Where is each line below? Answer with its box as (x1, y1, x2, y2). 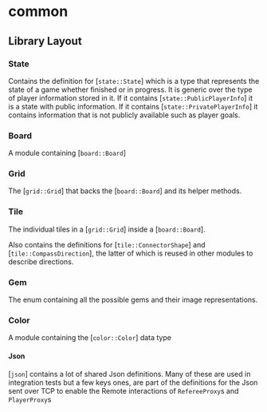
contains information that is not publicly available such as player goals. (8, 110, 241, 120)
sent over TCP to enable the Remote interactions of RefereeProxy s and (8, 386, 239, 395)
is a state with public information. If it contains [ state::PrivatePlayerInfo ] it (8, 101, 258, 111)
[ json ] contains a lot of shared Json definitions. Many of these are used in (8, 369, 251, 378)
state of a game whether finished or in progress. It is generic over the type (8, 85, 253, 94)
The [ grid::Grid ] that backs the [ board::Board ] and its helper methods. (8, 186, 242, 196)
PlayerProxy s (8, 394, 52, 404)
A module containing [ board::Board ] (8, 149, 126, 158)
